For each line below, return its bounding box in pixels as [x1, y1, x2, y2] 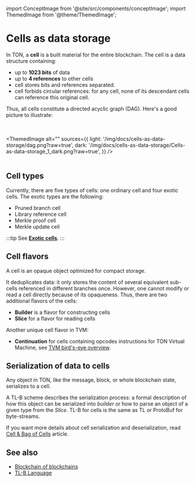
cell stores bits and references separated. [14, 81, 115, 88]
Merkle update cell [14, 223, 60, 230]
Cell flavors [6, 252, 49, 262]
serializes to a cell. [6, 383, 51, 390]
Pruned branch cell [14, 204, 61, 211]
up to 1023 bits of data [14, 69, 70, 76]
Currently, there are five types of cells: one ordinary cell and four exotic [6, 186, 179, 193]
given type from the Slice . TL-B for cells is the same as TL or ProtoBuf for [6, 407, 183, 414]
